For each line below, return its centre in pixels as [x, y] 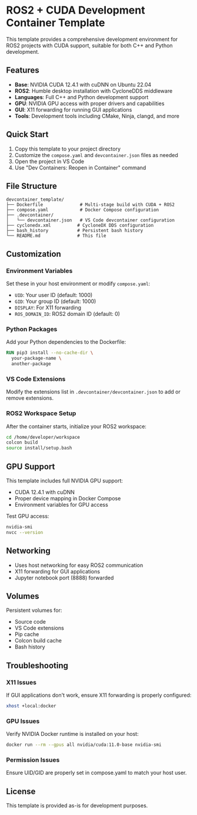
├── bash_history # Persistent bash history [75, 231]
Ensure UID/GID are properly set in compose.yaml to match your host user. [96, 773]
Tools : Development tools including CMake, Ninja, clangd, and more [97, 116]
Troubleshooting [37, 665]
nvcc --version [25, 532]
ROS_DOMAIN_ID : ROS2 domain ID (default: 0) [67, 314]
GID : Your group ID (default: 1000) [55, 301]
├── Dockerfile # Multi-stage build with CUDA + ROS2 [91, 205]
